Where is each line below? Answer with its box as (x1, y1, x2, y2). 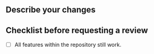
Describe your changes (5, 5, 96, 15)
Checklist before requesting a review (5, 25, 149, 35)
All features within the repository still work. (14, 41, 122, 49)
